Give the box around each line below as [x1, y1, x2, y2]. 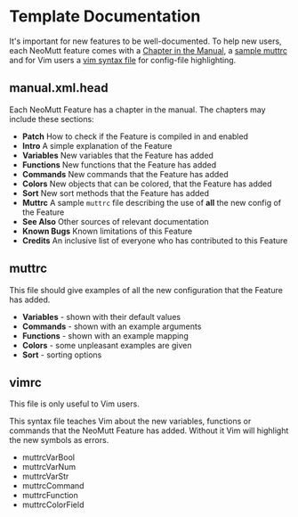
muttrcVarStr [21, 471, 69, 482]
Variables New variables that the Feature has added [21, 150, 213, 160]
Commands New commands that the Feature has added [21, 168, 229, 179]
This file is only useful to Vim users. [9, 398, 140, 409]
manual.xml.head [9, 80, 109, 95]
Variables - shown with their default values [21, 311, 181, 322]
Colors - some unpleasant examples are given [21, 340, 192, 350]
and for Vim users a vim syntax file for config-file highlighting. [9, 54, 237, 65]
